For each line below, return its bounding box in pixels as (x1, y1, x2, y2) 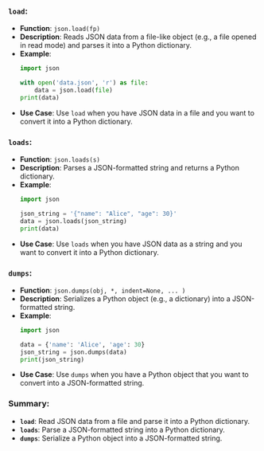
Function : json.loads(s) (19, 155, 101, 164)
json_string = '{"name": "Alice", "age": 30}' (19, 210, 177, 218)
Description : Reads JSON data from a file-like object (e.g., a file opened (19, 32, 257, 41)
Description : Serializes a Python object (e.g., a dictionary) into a (19, 293, 231, 304)
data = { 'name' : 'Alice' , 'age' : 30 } (19, 340, 146, 348)
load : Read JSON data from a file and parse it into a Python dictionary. (19, 416, 250, 426)
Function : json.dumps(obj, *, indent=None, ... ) (19, 285, 186, 295)
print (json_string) (19, 355, 85, 363)
